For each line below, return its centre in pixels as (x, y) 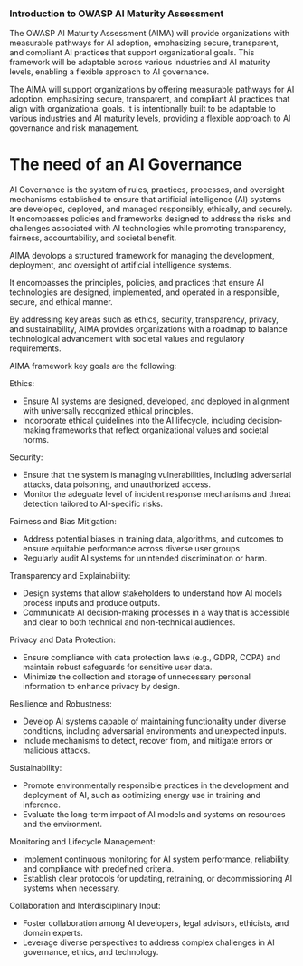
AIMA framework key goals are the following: (93, 366)
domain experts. (53, 933)
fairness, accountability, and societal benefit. (93, 238)
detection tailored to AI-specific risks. (93, 504)
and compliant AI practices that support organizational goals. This (132, 53)
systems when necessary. (71, 888)
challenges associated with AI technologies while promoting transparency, (148, 229)
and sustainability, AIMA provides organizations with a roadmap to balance (148, 329)
